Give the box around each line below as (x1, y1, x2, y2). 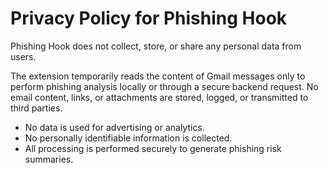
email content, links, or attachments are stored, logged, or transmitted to (10, 91, 309, 103)
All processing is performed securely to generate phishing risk (24, 142, 282, 154)
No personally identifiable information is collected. (24, 132, 233, 144)
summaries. (24, 153, 74, 165)
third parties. (10, 102, 63, 114)
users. (10, 50, 37, 62)
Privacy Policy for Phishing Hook (10, 7, 288, 30)
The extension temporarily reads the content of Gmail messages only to (10, 70, 306, 82)
